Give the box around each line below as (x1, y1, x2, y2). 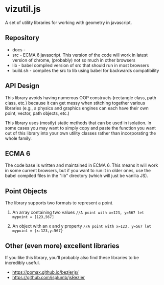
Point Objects (5, 187, 47, 195)
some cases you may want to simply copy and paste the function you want (5, 125, 156, 131)
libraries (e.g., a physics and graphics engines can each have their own (5, 105, 149, 111)
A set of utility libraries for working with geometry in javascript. (5, 20, 132, 25)
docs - (12, 46, 26, 52)
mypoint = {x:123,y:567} (12, 228, 63, 233)
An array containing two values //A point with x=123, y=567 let (12, 209, 144, 216)
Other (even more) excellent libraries (5, 241, 119, 250)
